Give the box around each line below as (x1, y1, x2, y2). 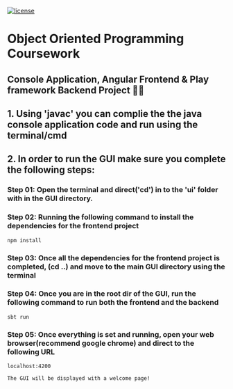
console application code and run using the (7, 118, 198, 130)
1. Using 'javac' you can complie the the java (7, 108, 202, 120)
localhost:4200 (7, 363, 51, 370)
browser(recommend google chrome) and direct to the (7, 338, 195, 348)
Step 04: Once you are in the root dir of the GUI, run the (7, 289, 196, 299)
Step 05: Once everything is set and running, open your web (7, 329, 215, 339)
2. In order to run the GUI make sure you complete (7, 153, 226, 165)
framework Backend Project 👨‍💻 (7, 84, 144, 96)
